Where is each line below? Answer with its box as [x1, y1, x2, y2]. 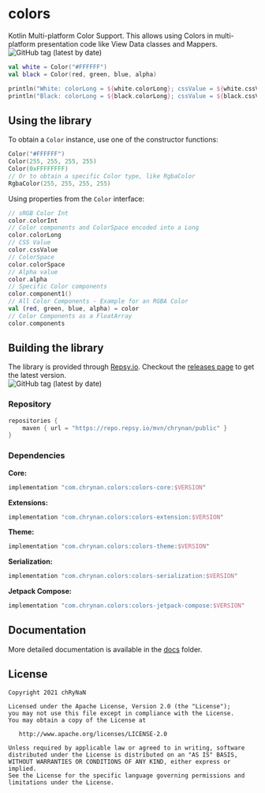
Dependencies [8, 450, 65, 461]
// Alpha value [8, 268, 58, 276]
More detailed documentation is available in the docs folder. [8, 644, 203, 654]
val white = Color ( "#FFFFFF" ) [8, 62, 108, 71]
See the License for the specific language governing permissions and [8, 772, 245, 780]
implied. [8, 765, 37, 772]
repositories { [8, 417, 58, 425]
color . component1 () [8, 290, 73, 298]
